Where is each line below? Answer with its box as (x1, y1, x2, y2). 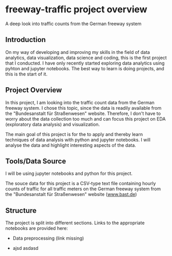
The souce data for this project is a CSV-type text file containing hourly (5, 181, 156, 187)
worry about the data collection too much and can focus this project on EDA (5, 115, 166, 122)
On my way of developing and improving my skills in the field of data (5, 49, 150, 55)
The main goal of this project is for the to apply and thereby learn (5, 131, 143, 137)
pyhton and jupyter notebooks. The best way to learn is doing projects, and (5, 65, 164, 71)
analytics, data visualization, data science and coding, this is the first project (5, 54, 167, 61)
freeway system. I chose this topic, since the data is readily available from (5, 105, 162, 111)
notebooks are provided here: (5, 225, 68, 231)
